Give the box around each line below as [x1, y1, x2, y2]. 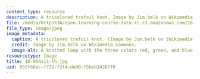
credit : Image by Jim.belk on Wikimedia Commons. [11, 42, 137, 48]
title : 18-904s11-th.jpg [6, 58, 68, 64]
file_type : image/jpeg [6, 25, 62, 31]
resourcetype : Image [6, 53, 58, 59]
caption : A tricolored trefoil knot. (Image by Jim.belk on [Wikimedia [11, 36, 193, 42]
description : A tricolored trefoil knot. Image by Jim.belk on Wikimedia [6, 14, 193, 20]
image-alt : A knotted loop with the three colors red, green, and [11, 48, 180, 53]
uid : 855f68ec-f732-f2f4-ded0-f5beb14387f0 [6, 64, 116, 70]
